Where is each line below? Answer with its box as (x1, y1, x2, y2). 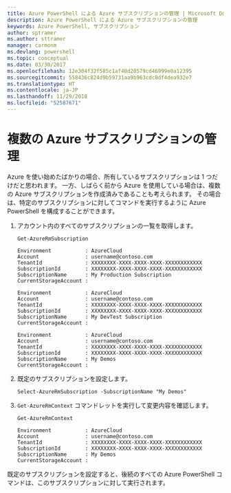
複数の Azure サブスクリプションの (7, 131, 205, 147)
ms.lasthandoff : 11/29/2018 (7, 94, 88, 100)
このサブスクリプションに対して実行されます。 (36, 479, 170, 487)
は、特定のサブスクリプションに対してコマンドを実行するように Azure (7, 198, 206, 206)
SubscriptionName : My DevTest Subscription (16, 314, 163, 320)
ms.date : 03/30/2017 (7, 61, 67, 68)
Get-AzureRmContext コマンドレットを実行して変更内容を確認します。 (16, 401, 212, 409)
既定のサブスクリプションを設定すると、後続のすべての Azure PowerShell (7, 470, 215, 478)
